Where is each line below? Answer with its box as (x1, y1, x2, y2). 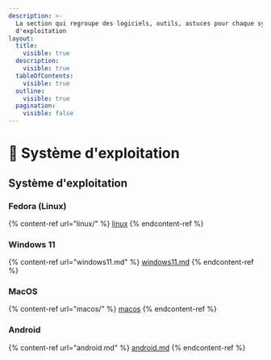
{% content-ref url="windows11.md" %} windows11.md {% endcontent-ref (8, 257, 254, 267)
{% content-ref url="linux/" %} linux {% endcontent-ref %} (8, 219, 204, 228)
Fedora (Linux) (8, 200, 67, 211)
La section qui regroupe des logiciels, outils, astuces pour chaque (15, 19, 254, 27)
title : (15, 42, 38, 50)
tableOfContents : (15, 72, 74, 80)
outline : (15, 86, 45, 95)
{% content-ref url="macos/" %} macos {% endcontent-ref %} (8, 304, 218, 314)
